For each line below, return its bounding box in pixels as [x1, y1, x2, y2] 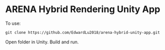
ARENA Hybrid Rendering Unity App [5, 4, 160, 15]
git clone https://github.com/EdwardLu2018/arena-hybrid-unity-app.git [5, 30, 160, 35]
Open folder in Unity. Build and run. [5, 39, 79, 45]
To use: [5, 20, 21, 26]
